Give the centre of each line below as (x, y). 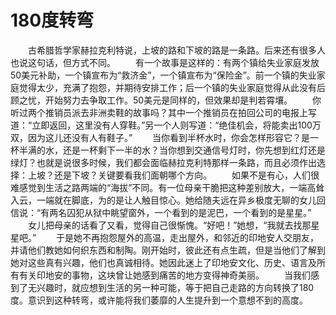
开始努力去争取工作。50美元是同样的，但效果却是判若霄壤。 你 (183, 100)
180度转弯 (52, 20)
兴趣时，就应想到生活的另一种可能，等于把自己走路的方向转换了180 (175, 287)
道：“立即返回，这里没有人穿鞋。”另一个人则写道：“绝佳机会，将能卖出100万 (166, 125)
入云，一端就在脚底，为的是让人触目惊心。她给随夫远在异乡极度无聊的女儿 (163, 200)
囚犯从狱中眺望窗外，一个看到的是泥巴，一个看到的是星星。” (189, 212)
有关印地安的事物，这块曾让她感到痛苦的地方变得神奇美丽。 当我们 (164, 275)
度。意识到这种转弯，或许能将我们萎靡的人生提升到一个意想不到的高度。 (159, 300)
